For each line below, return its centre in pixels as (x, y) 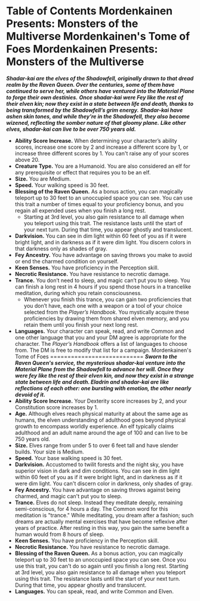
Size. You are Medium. (43, 179)
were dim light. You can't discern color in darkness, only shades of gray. (104, 483)
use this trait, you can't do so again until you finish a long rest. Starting (101, 566)
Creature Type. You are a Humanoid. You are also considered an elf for (102, 166)
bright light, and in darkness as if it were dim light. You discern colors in (103, 242)
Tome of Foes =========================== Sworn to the (96, 356)
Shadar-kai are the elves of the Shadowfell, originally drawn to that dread (100, 78)
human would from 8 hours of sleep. (59, 534)
